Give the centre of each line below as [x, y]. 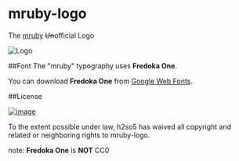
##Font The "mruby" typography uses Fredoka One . [93, 66]
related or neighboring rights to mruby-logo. [79, 135]
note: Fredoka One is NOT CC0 [59, 150]
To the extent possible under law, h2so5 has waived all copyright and [120, 126]
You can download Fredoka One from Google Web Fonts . [101, 81]
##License [25, 96]
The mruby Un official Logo [51, 35]
